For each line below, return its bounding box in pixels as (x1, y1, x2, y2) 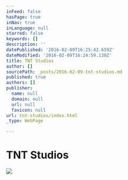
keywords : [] (6, 36, 38, 42)
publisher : (6, 85, 33, 91)
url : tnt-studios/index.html (6, 112, 78, 118)
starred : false (6, 31, 44, 36)
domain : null (11, 96, 44, 102)
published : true (6, 74, 46, 80)
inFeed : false (6, 8, 41, 15)
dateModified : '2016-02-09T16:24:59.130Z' (6, 52, 112, 58)
